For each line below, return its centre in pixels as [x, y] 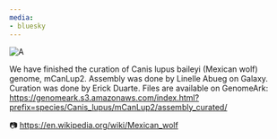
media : [22, 17]
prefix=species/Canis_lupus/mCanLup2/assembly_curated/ [118, 107]
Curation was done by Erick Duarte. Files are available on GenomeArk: [139, 88]
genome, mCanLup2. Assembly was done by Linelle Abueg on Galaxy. [139, 78]
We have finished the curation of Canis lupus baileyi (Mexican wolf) [134, 69]
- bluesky [28, 26]
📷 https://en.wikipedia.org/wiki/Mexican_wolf [94, 125]
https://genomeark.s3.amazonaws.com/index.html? [104, 97]
